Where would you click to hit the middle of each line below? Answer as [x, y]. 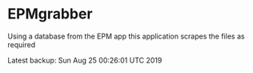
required [22, 44]
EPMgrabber [50, 14]
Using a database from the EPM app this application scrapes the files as [126, 36]
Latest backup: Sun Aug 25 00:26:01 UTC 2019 [85, 60]
